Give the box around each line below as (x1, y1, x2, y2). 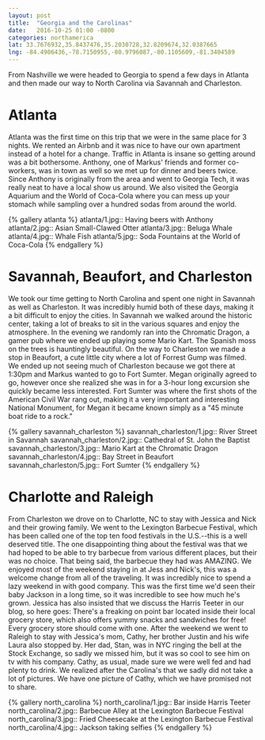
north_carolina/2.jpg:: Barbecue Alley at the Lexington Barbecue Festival (8, 705, 244, 715)
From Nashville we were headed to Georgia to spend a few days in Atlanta (8, 70, 249, 79)
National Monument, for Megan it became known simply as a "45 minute (8, 402, 244, 412)
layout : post (8, 11, 51, 20)
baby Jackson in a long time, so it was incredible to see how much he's (8, 590, 240, 599)
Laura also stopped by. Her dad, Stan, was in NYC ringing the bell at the (8, 640, 242, 649)
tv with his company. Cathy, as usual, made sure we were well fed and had (8, 657, 252, 666)
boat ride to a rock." (8, 411, 74, 421)
